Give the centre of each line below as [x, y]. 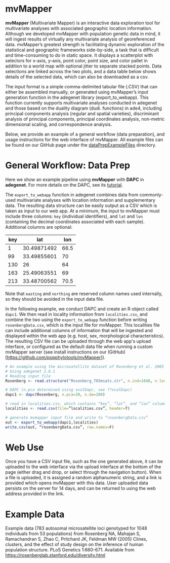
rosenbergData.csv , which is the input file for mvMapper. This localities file [83, 325]
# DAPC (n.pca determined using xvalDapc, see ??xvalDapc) [69, 390]
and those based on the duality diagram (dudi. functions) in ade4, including [83, 108]
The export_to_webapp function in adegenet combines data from [72, 195]
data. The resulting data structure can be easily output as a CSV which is [81, 205]
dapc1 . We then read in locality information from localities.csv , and [76, 314]
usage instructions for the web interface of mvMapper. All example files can [84, 139]
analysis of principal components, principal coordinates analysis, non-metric [85, 119]
